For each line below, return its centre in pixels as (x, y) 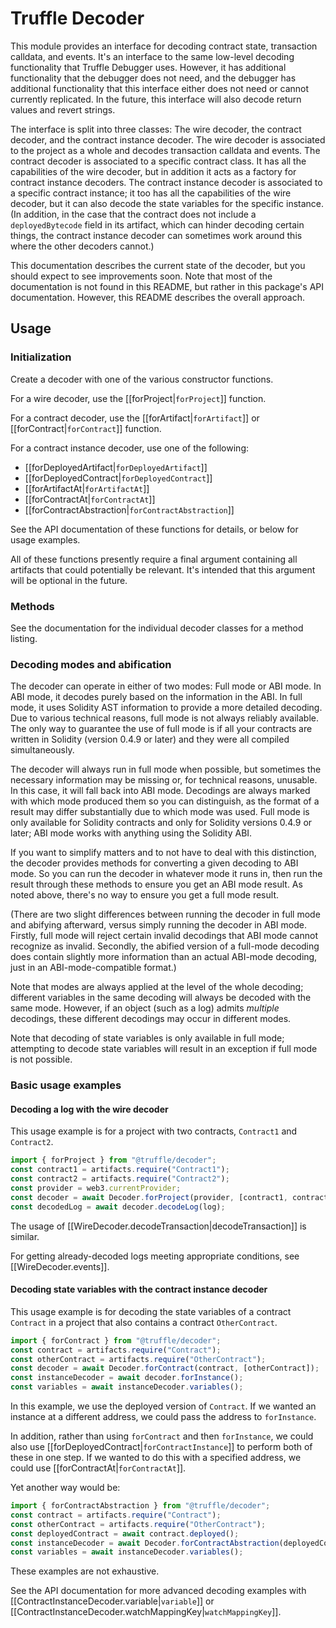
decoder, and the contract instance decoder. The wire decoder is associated (168, 139)
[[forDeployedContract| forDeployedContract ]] (118, 478)
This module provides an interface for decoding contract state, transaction (164, 46)
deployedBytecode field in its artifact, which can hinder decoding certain (157, 224)
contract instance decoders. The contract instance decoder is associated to (166, 182)
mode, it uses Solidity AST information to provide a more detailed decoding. (166, 708)
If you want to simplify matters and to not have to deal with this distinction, (163, 853)
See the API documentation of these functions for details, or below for (154, 529)
